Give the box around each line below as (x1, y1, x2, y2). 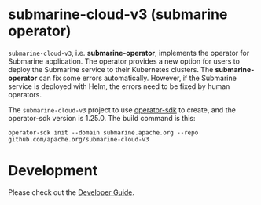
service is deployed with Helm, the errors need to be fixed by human (8, 81, 230, 91)
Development (8, 162, 98, 180)
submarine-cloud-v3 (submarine (8, 5, 228, 24)
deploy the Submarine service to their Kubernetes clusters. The (8, 64, 214, 74)
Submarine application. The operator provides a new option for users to (8, 57, 240, 66)
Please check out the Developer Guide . (8, 187, 135, 197)
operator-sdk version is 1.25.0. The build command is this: (8, 113, 196, 123)
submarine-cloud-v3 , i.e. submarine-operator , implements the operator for (8, 48, 250, 57)
